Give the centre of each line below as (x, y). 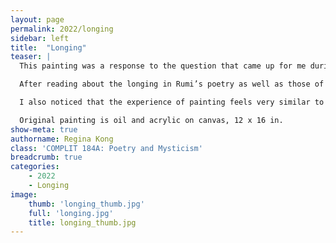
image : (24, 194)
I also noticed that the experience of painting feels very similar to (172, 102)
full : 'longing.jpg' (71, 213)
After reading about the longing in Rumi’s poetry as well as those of (172, 84)
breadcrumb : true (46, 157)
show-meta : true (44, 129)
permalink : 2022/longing (62, 29)
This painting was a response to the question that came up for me (163, 66)
